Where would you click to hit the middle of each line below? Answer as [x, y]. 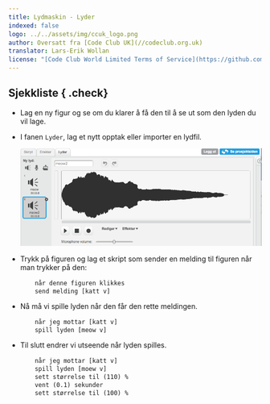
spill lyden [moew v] [71, 369]
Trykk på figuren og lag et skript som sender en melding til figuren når [136, 259]
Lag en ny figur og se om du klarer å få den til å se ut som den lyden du [138, 112]
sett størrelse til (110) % [82, 377]
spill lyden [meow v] [71, 331]
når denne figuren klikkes [80, 283]
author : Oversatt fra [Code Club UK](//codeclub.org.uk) [106, 43]
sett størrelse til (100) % [82, 394]
